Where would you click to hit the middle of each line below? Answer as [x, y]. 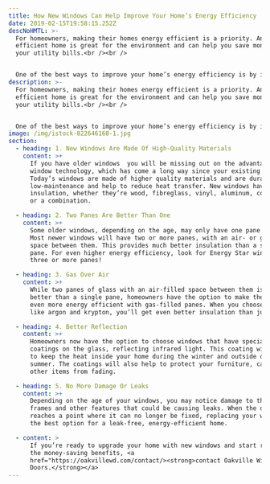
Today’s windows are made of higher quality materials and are [138, 178]
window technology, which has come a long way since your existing [145, 171]
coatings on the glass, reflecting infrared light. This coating [141, 349]
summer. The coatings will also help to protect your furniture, [141, 364]
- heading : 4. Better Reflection [72, 326]
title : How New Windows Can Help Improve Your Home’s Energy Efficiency [133, 16]
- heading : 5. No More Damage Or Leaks [82, 386]
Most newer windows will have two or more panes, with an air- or [143, 238]
